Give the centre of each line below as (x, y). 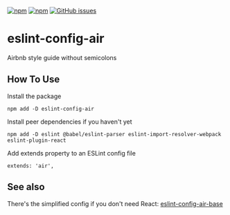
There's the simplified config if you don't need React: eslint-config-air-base (115, 203)
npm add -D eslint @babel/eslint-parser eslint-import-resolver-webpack (114, 134)
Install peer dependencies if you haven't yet (70, 122)
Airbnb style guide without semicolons (62, 57)
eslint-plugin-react (37, 140)
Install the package (34, 96)
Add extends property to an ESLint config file (72, 153)
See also (26, 187)
